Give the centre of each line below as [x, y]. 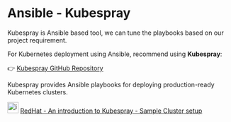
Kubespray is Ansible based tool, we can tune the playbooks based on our [116, 33]
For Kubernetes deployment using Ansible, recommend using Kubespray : [115, 54]
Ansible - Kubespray [69, 13]
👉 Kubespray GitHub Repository [56, 68]
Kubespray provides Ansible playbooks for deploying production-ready [111, 84]
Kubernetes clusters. [38, 92]
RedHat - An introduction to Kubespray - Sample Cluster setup [111, 111]
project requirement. [37, 40]
